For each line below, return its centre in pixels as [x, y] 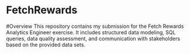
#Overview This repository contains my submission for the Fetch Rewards [95, 26]
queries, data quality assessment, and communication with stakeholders [93, 38]
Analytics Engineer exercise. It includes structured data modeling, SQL [91, 32]
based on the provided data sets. [46, 45]
